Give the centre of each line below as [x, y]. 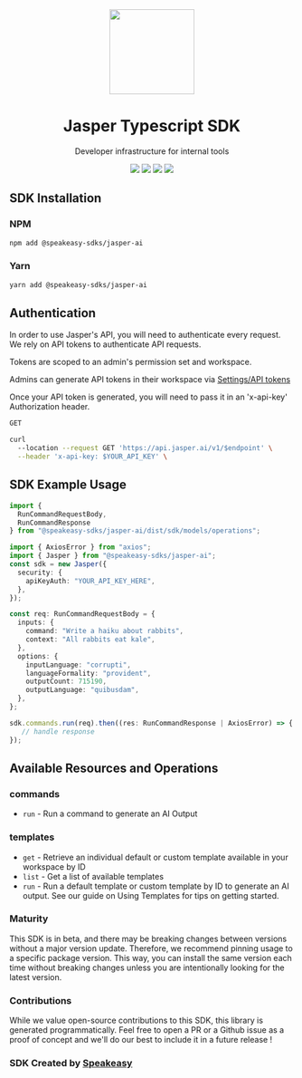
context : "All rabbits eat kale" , [90, 640]
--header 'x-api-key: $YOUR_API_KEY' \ [93, 457]
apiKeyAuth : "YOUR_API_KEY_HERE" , [90, 581]
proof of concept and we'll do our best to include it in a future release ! [141, 1040]
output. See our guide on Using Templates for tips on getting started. [151, 895]
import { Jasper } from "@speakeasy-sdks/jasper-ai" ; [113, 556]
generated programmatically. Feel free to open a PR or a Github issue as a [147, 1030]
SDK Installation [56, 198]
